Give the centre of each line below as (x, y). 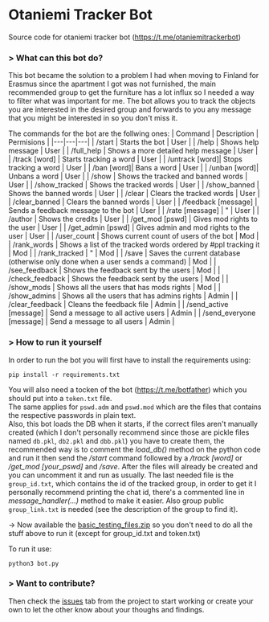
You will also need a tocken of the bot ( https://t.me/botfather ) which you (128, 389)
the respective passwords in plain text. (72, 415)
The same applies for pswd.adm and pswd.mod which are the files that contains (135, 407)
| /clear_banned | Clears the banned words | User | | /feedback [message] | (133, 202)
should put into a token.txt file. (60, 398)
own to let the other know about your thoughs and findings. (106, 609)
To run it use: (30, 549)
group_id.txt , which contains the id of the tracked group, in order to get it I (132, 483)
